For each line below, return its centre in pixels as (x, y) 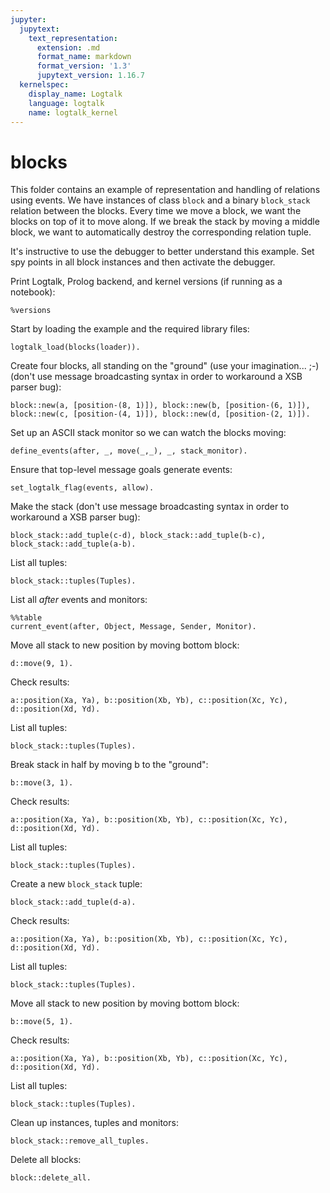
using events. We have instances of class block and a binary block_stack (160, 200)
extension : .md (68, 47)
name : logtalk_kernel (73, 112)
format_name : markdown (84, 57)
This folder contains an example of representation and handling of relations (165, 190)
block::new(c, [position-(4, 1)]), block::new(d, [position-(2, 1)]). (160, 414)
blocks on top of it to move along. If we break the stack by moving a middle (165, 222)
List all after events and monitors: (79, 600)
